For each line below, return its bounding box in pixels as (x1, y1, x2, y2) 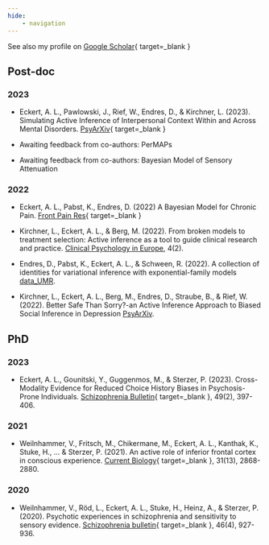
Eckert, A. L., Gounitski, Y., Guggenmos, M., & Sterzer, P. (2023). (19, 375, 234, 385)
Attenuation (19, 164, 58, 174)
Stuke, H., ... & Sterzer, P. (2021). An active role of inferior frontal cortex (19, 448, 257, 457)
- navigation (22, 19, 66, 27)
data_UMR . (19, 276, 56, 286)
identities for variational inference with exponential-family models (19, 267, 237, 278)
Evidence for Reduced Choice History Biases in (50, 383, 207, 393)
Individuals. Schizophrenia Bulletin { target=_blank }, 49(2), (40, 392, 235, 402)
